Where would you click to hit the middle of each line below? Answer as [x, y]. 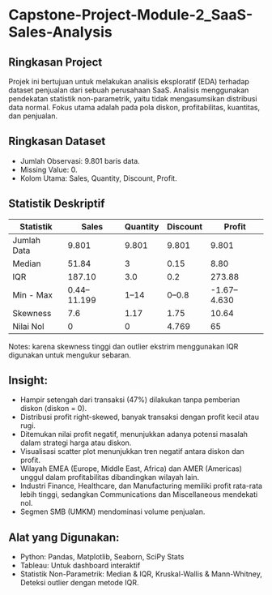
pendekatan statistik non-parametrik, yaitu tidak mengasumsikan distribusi [133, 98]
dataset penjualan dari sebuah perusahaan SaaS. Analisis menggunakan [129, 90]
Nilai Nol [28, 326]
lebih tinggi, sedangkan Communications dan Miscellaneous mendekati [139, 494]
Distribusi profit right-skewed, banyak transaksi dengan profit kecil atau [139, 417]
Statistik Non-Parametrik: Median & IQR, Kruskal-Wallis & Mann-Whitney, [141, 574]
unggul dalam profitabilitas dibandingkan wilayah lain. [110, 477]
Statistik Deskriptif [57, 204]
